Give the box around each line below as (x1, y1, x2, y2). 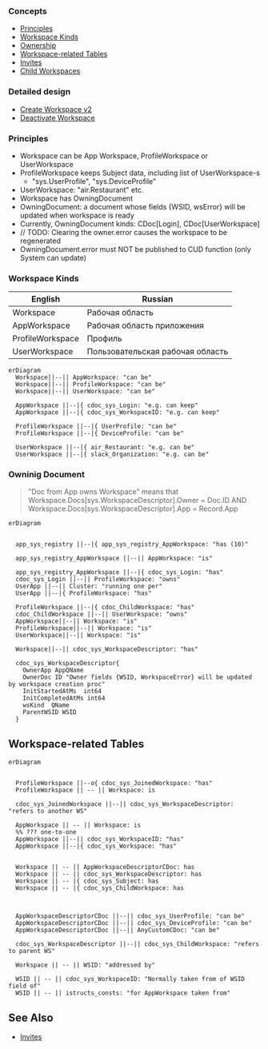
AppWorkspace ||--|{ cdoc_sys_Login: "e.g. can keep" (15, 401, 198, 409)
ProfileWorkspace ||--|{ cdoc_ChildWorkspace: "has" (15, 604, 195, 612)
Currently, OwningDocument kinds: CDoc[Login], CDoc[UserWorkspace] (19, 218, 260, 229)
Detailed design (8, 86, 71, 98)
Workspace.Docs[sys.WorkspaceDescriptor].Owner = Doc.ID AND (27, 496, 247, 505)
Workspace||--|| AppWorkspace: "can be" (15, 373, 152, 381)
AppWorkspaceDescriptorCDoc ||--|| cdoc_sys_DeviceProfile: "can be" (15, 919, 252, 927)
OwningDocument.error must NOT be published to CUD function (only (19, 244, 252, 253)
